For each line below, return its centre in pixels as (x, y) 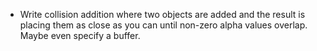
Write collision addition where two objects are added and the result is (162, 14)
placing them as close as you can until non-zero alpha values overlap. (163, 25)
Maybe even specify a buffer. (80, 35)
